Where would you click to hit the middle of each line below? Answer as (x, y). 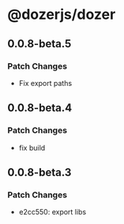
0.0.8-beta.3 (39, 172)
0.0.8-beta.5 (39, 44)
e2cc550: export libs (53, 212)
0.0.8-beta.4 (40, 108)
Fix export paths (45, 83)
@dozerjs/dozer (62, 15)
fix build (32, 147)
